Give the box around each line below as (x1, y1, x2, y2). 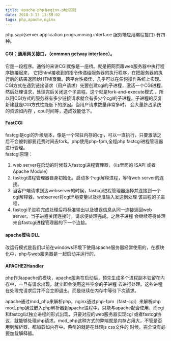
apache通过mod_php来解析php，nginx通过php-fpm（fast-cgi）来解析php (5, 299, 161, 305)
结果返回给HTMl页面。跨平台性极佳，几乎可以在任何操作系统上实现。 (18, 76, 164, 82)
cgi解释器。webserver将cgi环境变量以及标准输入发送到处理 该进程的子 (12, 194, 161, 200)
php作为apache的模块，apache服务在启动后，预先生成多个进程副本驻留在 (5, 275, 161, 281)
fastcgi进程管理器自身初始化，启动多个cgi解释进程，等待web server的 (12, 174, 160, 180)
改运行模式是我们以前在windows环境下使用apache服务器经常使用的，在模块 (5, 244, 164, 251)
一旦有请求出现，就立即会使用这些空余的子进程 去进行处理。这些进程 (18, 281, 163, 287)
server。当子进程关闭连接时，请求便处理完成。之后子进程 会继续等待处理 (12, 213, 166, 219)
